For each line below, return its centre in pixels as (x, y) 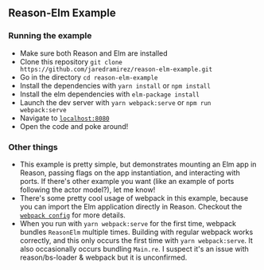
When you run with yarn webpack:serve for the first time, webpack (128, 223)
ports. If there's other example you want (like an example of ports (127, 181)
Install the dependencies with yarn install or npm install (115, 85)
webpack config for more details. (72, 215)
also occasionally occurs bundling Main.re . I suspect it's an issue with (134, 248)
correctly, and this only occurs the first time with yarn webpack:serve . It (136, 240)
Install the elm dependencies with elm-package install (110, 94)
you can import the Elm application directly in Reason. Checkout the (131, 206)
